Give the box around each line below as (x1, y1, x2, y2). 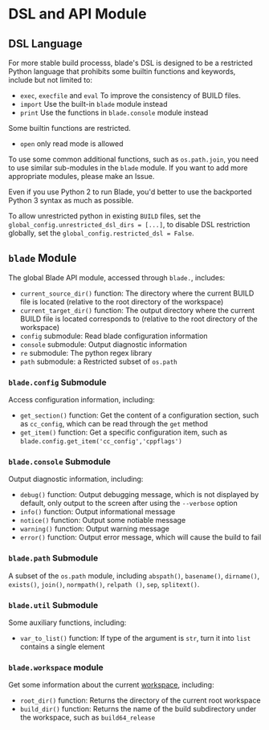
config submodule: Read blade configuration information (19, 331, 208, 341)
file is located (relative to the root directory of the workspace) (19, 296, 224, 306)
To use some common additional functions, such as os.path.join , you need (8, 154, 259, 164)
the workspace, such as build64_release (19, 712, 156, 723)
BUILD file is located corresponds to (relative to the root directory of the (19, 314, 259, 324)
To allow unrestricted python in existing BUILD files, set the (8, 211, 201, 221)
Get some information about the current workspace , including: (8, 680, 214, 690)
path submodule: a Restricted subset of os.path (19, 357, 178, 366)
